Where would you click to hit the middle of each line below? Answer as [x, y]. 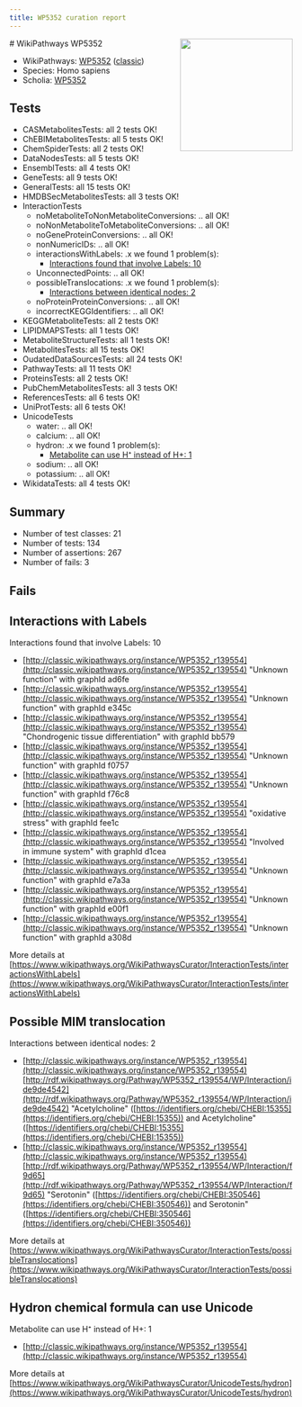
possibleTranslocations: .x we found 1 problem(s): [128, 283]
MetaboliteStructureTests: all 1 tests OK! [96, 340]
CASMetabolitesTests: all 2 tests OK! [89, 130]
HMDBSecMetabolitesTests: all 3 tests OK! [101, 197]
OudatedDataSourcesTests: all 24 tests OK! [102, 359]
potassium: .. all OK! [73, 474]
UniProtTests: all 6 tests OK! [74, 407]
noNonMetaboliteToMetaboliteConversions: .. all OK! [133, 225]
